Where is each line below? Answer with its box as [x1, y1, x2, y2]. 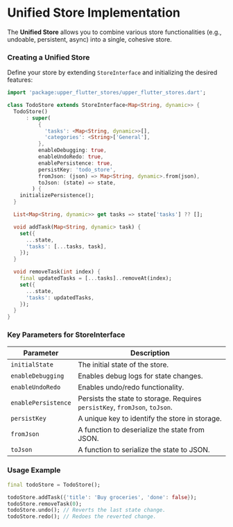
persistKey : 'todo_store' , [37, 166, 116, 173]
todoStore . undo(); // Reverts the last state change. [7, 507, 166, 514]
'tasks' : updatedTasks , [25, 294, 95, 301]
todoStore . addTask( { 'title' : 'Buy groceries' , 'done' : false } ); [7, 494, 197, 501]
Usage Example [7, 465, 61, 475]
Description [130, 348, 170, 358]
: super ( [25, 115, 51, 122]
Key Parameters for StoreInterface [7, 330, 126, 340]
